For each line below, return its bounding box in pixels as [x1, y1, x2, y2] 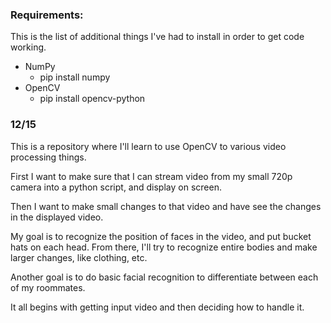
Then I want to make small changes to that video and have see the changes [10, 200, 322, 212]
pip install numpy [39, 71, 111, 83]
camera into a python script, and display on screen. [10, 181, 222, 193]
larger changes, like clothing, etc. [10, 251, 148, 263]
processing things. [10, 151, 87, 163]
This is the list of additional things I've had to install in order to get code [10, 31, 305, 43]
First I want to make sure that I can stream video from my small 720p [10, 170, 293, 182]
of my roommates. [10, 281, 86, 293]
